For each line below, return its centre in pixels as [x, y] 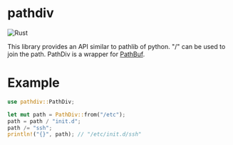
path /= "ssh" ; [30, 128]
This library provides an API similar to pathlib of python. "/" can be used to [116, 46]
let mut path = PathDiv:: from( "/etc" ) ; [67, 114]
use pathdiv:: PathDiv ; [41, 102]
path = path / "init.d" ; [44, 121]
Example [33, 83]
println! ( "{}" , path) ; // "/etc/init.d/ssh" [74, 134]
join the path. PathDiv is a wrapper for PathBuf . [76, 54]
